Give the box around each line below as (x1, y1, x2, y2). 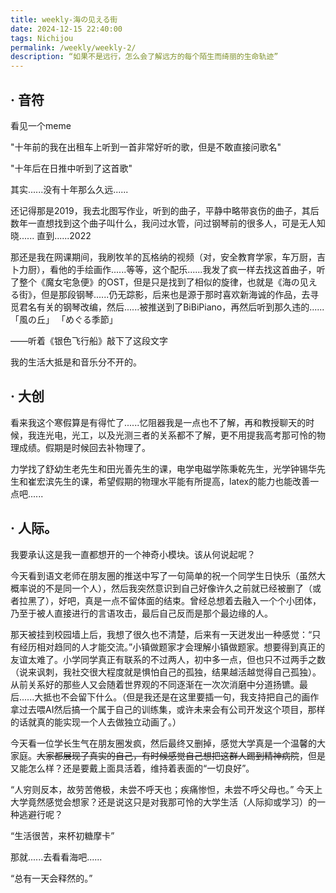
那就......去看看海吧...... (10, 851, 103, 863)
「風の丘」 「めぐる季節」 (10, 313, 118, 325)
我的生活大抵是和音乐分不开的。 (10, 356, 142, 368)
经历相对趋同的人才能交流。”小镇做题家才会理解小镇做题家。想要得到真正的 (18, 641, 326, 653)
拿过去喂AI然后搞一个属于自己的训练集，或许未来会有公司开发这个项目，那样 (10, 703, 326, 715)
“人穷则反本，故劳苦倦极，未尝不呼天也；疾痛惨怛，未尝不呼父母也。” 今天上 (10, 783, 323, 795)
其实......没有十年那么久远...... (10, 183, 129, 195)
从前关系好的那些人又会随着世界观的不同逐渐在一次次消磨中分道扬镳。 (10, 678, 300, 690)
